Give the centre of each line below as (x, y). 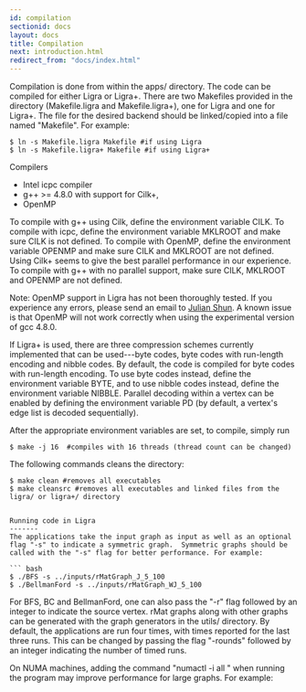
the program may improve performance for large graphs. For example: (142, 678)
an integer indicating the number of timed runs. (98, 650)
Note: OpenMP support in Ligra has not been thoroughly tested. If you (141, 298)
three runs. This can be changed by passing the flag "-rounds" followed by (150, 640)
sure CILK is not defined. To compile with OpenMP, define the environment (150, 241)
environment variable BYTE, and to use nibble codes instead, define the (144, 383)
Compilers (29, 167)
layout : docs (34, 35)
